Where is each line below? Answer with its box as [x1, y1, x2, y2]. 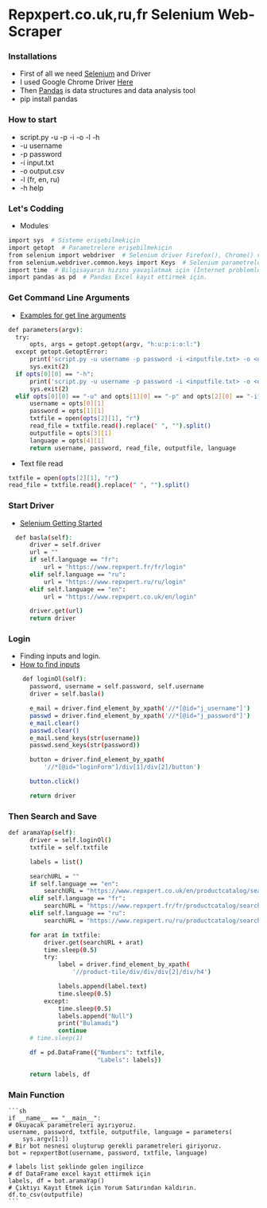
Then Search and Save [8, 810, 98, 821]
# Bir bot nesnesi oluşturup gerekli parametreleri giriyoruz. [8, 1142, 222, 1150]
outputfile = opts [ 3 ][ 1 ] [29, 429, 112, 437]
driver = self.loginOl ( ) [29, 836, 112, 844]
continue [58, 1027, 87, 1035]
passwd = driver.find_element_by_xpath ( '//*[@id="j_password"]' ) [29, 711, 250, 719]
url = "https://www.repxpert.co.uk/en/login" [43, 593, 197, 601]
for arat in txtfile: [29, 931, 102, 939]
